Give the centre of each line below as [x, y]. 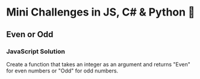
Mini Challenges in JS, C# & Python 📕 [101, 12]
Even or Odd [30, 34]
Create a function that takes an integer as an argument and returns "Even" [98, 64]
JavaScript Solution [36, 51]
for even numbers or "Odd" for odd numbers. [62, 71]
